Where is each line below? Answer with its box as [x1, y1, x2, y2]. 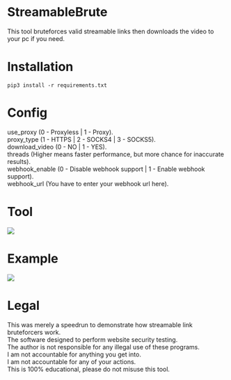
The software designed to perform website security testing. [7, 335, 178, 344]
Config [7, 105, 47, 121]
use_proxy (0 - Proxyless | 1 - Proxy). [7, 128, 113, 136]
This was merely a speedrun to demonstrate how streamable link [7, 320, 193, 329]
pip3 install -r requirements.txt [7, 81, 108, 89]
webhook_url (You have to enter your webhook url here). [7, 179, 169, 188]
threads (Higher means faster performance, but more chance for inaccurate [7, 150, 225, 158]
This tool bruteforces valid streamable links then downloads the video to [7, 27, 214, 35]
